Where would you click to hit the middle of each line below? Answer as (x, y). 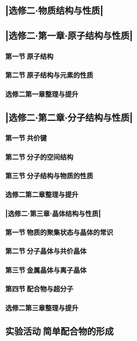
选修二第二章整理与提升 (42, 195)
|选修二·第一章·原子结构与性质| (69, 36)
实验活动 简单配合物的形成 (59, 332)
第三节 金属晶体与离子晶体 (46, 270)
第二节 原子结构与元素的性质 (49, 75)
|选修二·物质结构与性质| (54, 11)
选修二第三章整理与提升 (42, 308)
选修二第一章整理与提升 (42, 94)
